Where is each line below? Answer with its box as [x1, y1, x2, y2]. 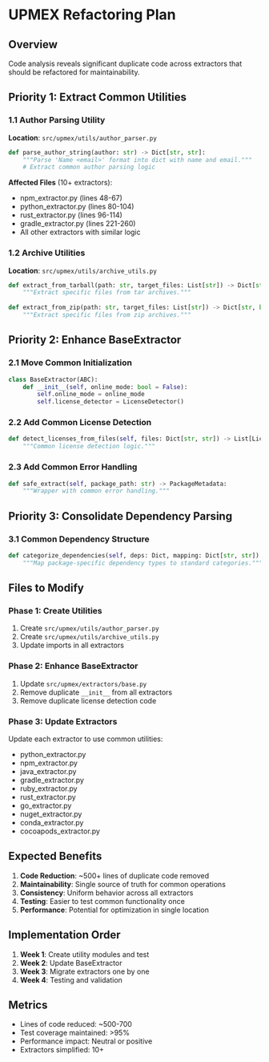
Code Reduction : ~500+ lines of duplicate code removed [19, 870, 210, 880]
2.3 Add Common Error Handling [8, 461, 138, 472]
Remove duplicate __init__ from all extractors [19, 687, 173, 697]
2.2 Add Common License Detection [8, 417, 152, 428]
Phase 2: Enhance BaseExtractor [8, 660, 139, 671]
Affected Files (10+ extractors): [8, 178, 113, 188]
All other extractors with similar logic [19, 227, 142, 237]
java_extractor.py [19, 766, 77, 776]
